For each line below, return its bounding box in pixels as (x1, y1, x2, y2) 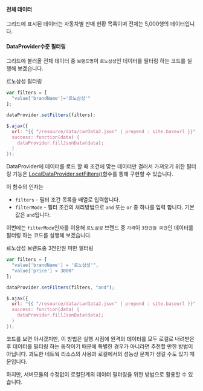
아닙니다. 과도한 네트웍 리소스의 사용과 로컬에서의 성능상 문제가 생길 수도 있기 (6, 350, 188, 357)
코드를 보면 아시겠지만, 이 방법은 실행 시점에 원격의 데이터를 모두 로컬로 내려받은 (6, 335, 195, 342)
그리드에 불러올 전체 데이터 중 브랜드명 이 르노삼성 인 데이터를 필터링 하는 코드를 (6, 57, 186, 65)
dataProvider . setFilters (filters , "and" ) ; (6, 284, 115, 291)
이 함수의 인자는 (6, 183, 44, 191)
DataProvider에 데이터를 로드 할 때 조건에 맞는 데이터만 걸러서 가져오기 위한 (6, 163, 185, 170)
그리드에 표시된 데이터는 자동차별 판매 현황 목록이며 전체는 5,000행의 (6, 20, 169, 27)
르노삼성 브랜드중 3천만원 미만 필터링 (6, 245, 94, 252)
